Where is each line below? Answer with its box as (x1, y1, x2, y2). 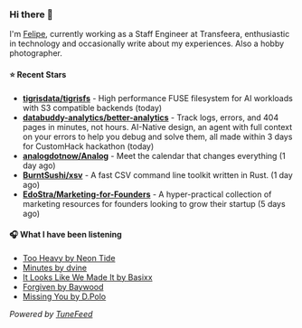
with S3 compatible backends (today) (22, 102, 163, 113)
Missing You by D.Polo (22, 291, 107, 302)
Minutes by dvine (22, 262, 88, 273)
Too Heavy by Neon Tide (22, 252, 116, 263)
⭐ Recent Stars (9, 69, 67, 80)
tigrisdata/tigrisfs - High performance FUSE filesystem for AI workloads (22, 92, 294, 103)
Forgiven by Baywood (22, 281, 104, 292)
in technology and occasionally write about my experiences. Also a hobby (9, 38, 285, 49)
